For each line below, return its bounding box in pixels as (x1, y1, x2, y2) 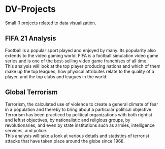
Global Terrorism (5, 88, 58, 97)
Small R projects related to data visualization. (5, 20, 97, 26)
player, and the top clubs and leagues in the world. (5, 73, 108, 80)
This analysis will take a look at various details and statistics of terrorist (5, 133, 149, 139)
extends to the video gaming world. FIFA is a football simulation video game (5, 52, 159, 58)
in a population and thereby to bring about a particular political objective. (5, 106, 153, 112)
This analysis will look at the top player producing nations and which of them (5, 63, 161, 69)
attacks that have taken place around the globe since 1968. (5, 138, 125, 144)
